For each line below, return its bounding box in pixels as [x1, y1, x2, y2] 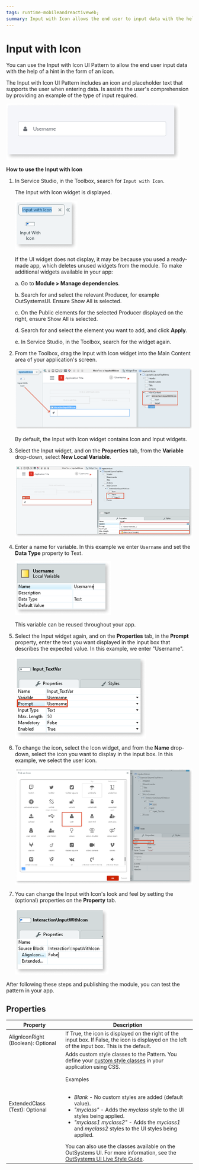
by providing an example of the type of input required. [6, 92, 138, 99]
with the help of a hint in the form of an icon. [6, 68, 114, 75]
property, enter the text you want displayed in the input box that [14, 639, 171, 646]
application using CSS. [65, 1063, 120, 1071]
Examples [65, 1076, 89, 1083]
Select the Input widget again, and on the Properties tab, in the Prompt [14, 632, 189, 639]
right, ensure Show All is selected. [14, 316, 98, 323]
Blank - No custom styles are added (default [73, 1094, 184, 1101]
